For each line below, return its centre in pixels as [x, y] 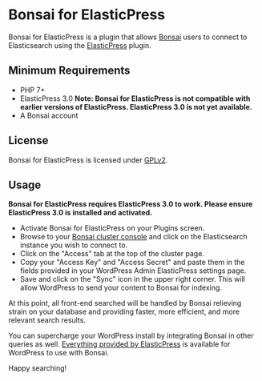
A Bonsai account [49, 115]
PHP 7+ [32, 90]
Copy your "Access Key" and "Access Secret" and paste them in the [132, 263]
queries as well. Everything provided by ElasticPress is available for [119, 344]
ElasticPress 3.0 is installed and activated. [81, 213]
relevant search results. [47, 320]
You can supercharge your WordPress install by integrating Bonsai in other [131, 336]
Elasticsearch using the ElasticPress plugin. [80, 45]
